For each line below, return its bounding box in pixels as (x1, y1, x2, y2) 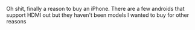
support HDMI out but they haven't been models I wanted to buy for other (6, 11, 189, 19)
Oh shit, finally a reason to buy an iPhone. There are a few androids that (6, 5, 185, 12)
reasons (6, 18, 27, 25)
